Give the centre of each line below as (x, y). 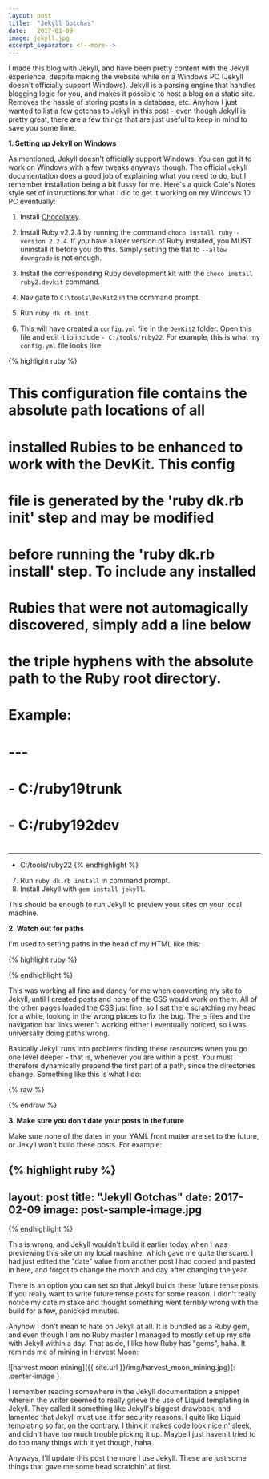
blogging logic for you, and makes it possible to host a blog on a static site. (132, 94)
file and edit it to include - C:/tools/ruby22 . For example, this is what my (140, 337)
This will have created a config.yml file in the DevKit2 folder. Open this (136, 328)
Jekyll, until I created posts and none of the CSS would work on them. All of (133, 999)
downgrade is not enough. (61, 258)
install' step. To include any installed (132, 571)
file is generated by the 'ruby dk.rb (126, 500)
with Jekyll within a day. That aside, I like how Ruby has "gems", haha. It (127, 1344)
